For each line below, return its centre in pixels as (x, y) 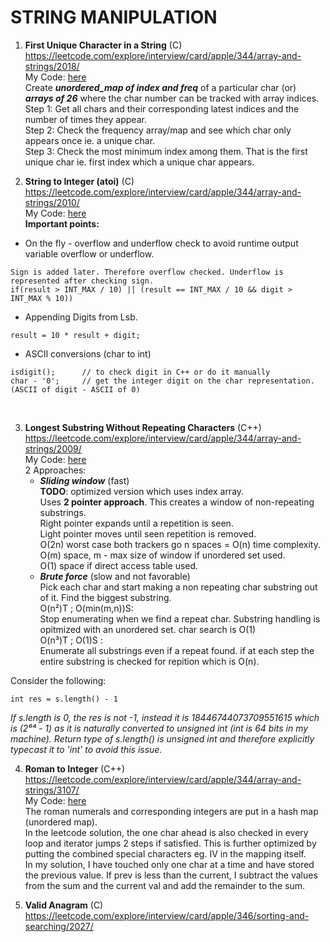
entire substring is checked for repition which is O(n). (149, 661)
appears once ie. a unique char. (90, 140)
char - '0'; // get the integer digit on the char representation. (162, 381)
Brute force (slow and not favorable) (115, 576)
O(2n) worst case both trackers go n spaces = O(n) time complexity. (180, 544)
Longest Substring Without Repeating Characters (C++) (143, 427)
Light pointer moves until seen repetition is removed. (148, 533)
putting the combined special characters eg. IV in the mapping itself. (165, 853)
